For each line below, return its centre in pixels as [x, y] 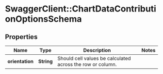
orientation [21, 61]
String [45, 61]
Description [97, 50]
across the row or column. [87, 64]
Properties [21, 37]
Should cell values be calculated [94, 58]
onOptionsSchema [43, 19]
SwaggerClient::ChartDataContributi [81, 9]
